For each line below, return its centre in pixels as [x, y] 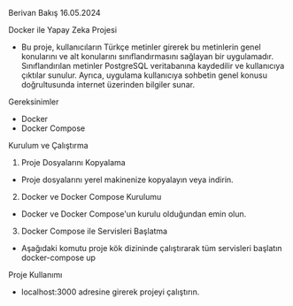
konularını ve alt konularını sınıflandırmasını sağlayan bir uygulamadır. [147, 56]
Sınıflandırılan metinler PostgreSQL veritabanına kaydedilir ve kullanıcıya [153, 66]
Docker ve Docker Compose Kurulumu [91, 197]
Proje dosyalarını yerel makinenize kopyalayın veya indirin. [127, 180]
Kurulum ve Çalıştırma [49, 145]
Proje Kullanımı [35, 275]
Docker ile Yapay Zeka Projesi [62, 30]
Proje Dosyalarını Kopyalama [73, 162]
